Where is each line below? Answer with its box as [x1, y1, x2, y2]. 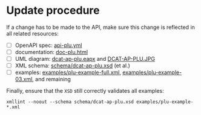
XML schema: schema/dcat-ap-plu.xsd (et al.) [15, 62, 130, 69]
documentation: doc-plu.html [15, 49, 88, 55]
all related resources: [6, 30, 59, 37]
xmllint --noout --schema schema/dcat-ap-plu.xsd [6, 99, 134, 105]
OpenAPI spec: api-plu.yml [15, 42, 82, 49]
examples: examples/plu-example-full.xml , [15, 69, 121, 76]
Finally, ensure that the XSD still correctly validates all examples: [6, 87, 165, 95]
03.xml [15, 76, 33, 83]
